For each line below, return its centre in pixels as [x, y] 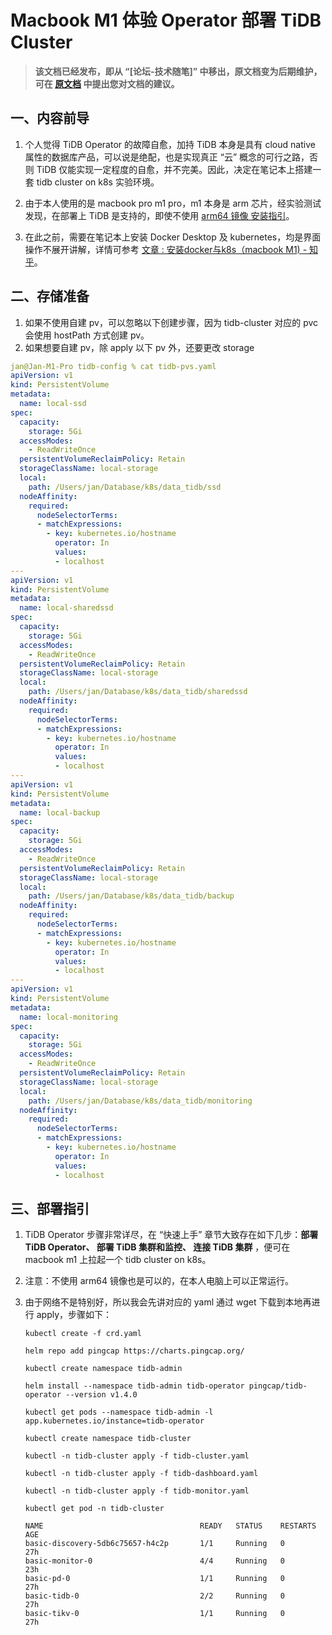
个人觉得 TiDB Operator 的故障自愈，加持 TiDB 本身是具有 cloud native [170, 144]
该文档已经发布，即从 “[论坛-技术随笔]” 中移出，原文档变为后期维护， [178, 71]
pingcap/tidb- [278, 1386]
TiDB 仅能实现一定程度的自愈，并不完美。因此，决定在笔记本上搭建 [174, 169]
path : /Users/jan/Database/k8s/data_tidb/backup [131, 896]
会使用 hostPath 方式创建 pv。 [87, 335]
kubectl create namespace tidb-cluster [108, 1439]
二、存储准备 [50, 296]
